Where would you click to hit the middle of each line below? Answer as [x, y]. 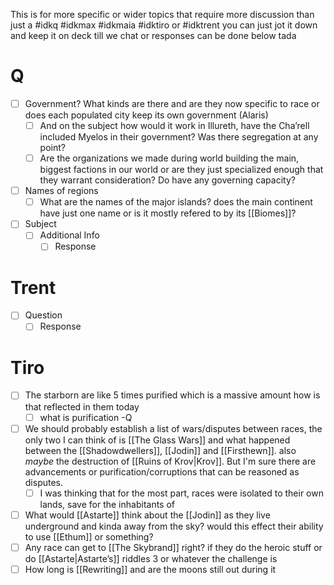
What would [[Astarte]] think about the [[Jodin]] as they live [147, 515]
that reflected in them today [82, 406]
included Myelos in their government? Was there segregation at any [179, 137]
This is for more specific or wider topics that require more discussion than [162, 14]
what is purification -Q [86, 417]
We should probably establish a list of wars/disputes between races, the [173, 428]
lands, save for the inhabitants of [107, 504]
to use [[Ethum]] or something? [89, 536]
